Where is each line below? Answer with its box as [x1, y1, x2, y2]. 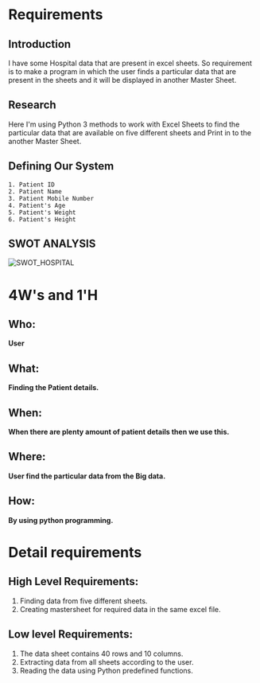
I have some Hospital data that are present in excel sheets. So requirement [8, 58, 252, 68]
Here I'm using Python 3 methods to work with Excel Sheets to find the [8, 119, 240, 129]
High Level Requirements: [8, 575, 139, 588]
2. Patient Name [8, 187, 62, 196]
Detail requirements [8, 543, 142, 561]
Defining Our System [8, 159, 114, 173]
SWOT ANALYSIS [8, 237, 96, 251]
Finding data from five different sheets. [19, 595, 148, 606]
